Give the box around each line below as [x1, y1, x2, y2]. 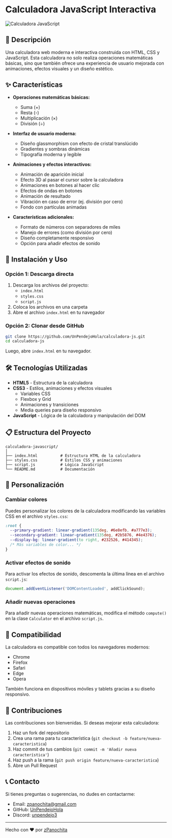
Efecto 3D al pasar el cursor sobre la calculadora [20, 176, 124, 183]
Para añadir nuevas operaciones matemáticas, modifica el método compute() [5, 610, 167, 616]
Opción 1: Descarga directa [5, 270, 74, 277]
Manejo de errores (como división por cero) [20, 229, 113, 235]
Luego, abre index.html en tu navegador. [5, 348, 92, 354]
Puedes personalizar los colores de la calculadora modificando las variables [5, 508, 166, 514]
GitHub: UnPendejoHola [12, 806, 63, 812]
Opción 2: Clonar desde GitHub [5, 322, 84, 329]
